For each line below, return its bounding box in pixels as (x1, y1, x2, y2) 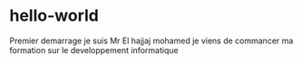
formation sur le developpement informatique (9, 44, 179, 55)
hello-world (9, 5, 100, 26)
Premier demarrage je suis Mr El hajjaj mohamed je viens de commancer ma (9, 35, 294, 46)
